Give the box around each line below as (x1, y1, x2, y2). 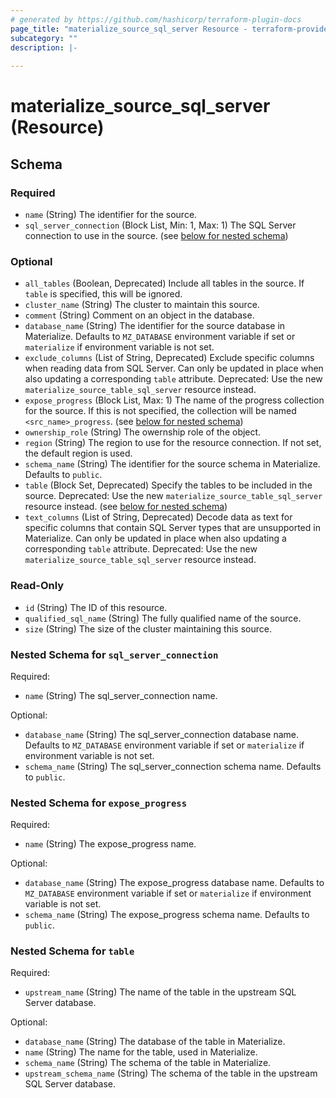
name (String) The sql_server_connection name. (24, 689, 218, 701)
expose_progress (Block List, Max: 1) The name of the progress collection (24, 394, 325, 406)
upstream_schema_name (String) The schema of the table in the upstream (24, 1067, 318, 1080)
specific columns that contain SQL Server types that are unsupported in (24, 522, 321, 534)
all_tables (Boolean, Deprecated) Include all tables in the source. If (24, 277, 305, 290)
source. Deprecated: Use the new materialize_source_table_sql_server (24, 490, 323, 502)
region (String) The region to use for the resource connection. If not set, (24, 437, 322, 449)
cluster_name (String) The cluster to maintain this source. (24, 299, 260, 311)
